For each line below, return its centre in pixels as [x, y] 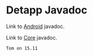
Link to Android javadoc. [35, 26]
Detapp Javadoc [47, 10]
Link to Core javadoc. [32, 37]
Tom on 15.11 [22, 48]
